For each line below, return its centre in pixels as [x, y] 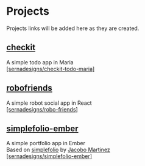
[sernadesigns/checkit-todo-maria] [51, 69]
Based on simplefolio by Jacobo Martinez [58, 150]
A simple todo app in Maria [40, 62]
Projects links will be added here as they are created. [73, 28]
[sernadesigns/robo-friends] [42, 109]
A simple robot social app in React [49, 103]
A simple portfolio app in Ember [46, 143]
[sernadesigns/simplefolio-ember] [49, 156]
